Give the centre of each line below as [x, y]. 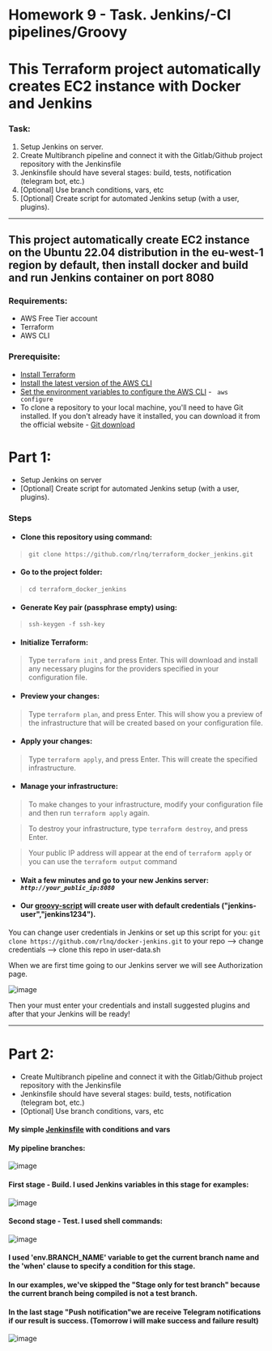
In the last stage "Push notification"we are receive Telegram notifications [135, 1312]
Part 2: [31, 1054]
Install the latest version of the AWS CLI [86, 383]
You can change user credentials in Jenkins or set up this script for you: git [135, 932]
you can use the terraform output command [103, 861]
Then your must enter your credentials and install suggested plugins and [130, 1005]
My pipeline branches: [47, 1148]
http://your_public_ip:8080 [67, 888]
